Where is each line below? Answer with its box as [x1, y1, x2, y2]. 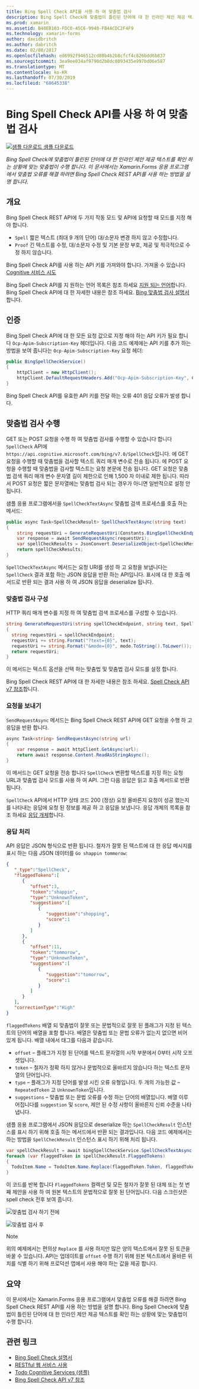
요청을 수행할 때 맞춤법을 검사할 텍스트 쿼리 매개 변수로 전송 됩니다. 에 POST [6, 457, 182, 465]
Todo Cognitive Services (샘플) [14, 1368, 90, 1375]
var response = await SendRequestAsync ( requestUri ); [17, 536, 150, 542]
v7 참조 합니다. [6, 686, 40, 693]
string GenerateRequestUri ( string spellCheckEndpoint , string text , [6, 621, 179, 627]
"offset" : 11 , [30, 944, 62, 950]
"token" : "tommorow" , [30, 949, 81, 956]
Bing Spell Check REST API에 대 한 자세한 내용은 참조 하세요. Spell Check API [6, 678, 190, 685]
